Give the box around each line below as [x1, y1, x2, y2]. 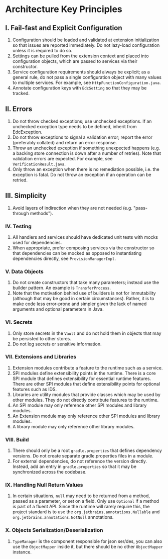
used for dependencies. [12, 239, 62, 245]
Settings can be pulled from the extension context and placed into [12, 53, 149, 59]
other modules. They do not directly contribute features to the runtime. [12, 397, 159, 403]
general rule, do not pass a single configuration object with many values [12, 74, 162, 80]
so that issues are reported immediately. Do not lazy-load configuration [12, 42, 160, 48]
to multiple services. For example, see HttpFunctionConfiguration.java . [12, 79, 161, 85]
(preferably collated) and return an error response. [12, 139, 117, 145]
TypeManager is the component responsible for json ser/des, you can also [12, 538, 162, 544]
